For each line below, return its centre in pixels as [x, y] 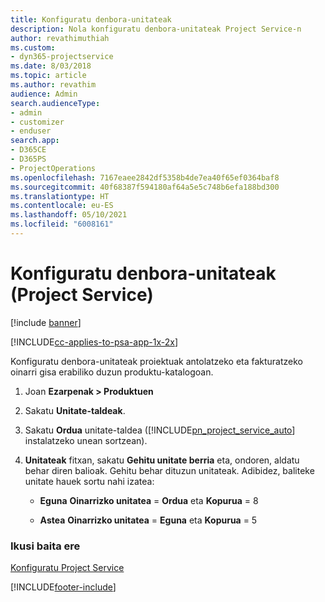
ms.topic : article [48, 76]
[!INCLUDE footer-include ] [63, 587]
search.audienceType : [55, 103]
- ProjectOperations [53, 168]
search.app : [35, 141]
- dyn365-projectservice [62, 57]
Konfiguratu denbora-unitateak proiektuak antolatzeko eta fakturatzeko [157, 361]
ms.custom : [33, 47]
